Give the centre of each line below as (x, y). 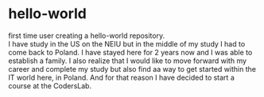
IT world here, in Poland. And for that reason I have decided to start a (121, 77)
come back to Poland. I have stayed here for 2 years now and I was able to (130, 52)
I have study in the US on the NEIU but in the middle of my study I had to (127, 43)
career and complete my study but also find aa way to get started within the (132, 69)
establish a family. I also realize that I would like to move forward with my (128, 61)
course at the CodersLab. (50, 86)
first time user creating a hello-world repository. (87, 35)
